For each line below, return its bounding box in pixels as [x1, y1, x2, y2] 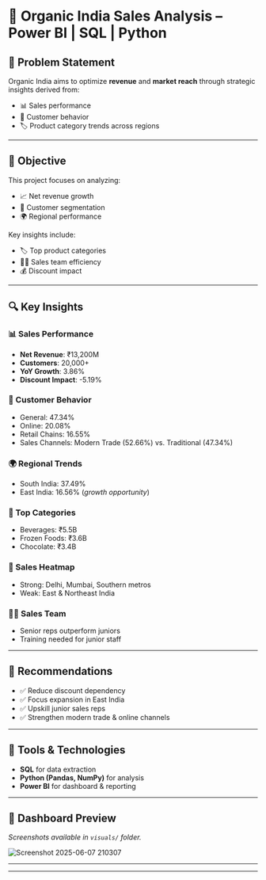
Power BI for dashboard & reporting [19, 781, 136, 790]
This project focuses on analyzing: [8, 175, 121, 185]
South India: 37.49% [19, 479, 86, 489]
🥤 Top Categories [8, 507, 77, 518]
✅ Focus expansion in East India [19, 695, 125, 704]
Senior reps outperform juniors [19, 626, 121, 635]
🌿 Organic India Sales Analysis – [8, 7, 223, 25]
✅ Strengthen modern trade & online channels [19, 712, 170, 722]
